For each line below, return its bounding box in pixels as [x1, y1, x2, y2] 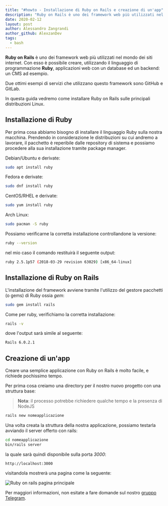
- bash [10, 41, 24, 46]
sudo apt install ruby [5, 165, 53, 170]
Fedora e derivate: [5, 174, 43, 180]
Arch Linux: [5, 212, 29, 218]
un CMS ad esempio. [5, 70, 49, 76]
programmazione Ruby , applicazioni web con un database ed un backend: [5, 65, 160, 71]
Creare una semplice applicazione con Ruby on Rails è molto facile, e [5, 368, 149, 374]
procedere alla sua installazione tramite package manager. [5, 145, 127, 151]
